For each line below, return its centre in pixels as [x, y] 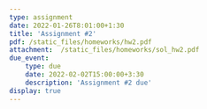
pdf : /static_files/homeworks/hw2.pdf [80, 42]
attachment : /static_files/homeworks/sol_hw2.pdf [104, 50]
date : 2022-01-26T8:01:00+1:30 [67, 25]
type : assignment [41, 17]
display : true [35, 91]
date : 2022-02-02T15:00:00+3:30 [84, 75]
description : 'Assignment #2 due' [88, 83]
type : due [43, 67]
